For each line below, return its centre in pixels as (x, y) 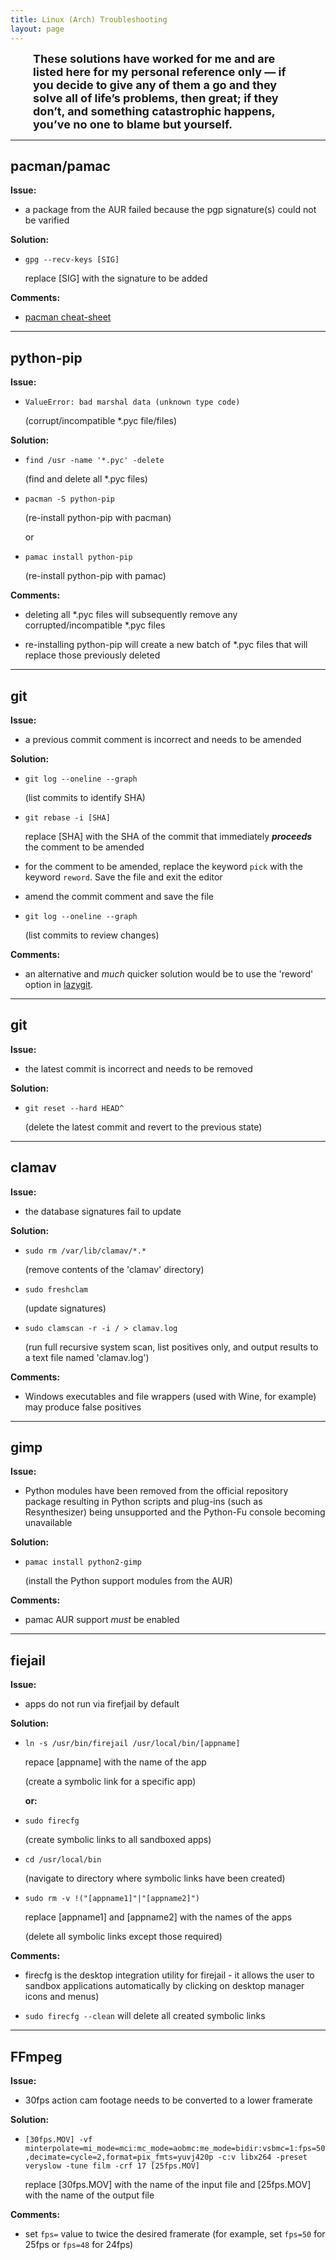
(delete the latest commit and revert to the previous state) (143, 1127)
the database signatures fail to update (103, 1211)
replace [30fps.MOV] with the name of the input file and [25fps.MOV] (168, 2184)
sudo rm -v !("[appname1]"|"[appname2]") (112, 1899)
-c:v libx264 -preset (262, 2157)
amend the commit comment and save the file (119, 896)
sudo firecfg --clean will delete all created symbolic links (145, 2016)
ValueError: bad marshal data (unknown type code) (132, 402)
